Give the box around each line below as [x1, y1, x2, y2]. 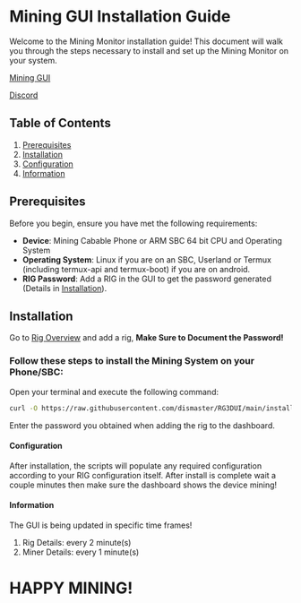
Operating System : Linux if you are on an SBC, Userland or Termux [21, 254, 271, 265]
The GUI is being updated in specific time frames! [9, 520, 193, 530]
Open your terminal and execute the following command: [9, 386, 219, 397]
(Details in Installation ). [21, 282, 107, 293]
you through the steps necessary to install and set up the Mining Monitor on [9, 45, 289, 56]
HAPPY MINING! [9, 578, 133, 599]
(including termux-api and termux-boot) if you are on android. [21, 263, 251, 274]
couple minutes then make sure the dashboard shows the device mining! [9, 479, 278, 490]
